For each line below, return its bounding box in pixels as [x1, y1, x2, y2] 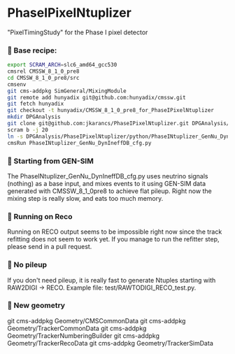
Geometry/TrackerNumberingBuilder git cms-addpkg [7, 331, 159, 340]
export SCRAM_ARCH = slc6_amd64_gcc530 [7, 62, 117, 69]
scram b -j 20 [7, 126, 49, 134]
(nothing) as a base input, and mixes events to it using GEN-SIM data [7, 179, 206, 187]
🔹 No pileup [7, 260, 48, 270]
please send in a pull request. [7, 243, 92, 251]
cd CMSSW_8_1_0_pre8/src [7, 74, 80, 81]
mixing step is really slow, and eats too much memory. [7, 194, 164, 202]
